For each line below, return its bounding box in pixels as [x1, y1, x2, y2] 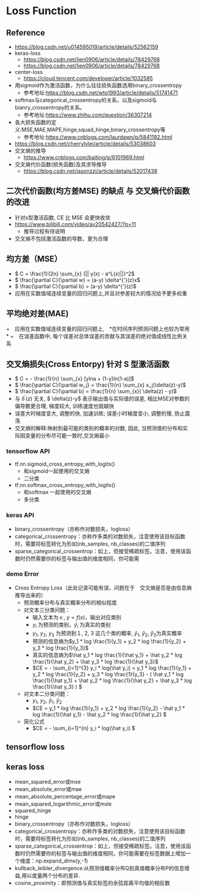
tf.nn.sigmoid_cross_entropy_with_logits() [14, 460, 115, 468]
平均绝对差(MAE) [6, 309, 69, 319]
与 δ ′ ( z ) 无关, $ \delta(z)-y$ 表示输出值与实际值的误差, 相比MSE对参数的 [14, 394, 190, 402]
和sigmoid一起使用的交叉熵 [23, 468, 90, 475]
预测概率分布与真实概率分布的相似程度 [23, 599, 117, 606]
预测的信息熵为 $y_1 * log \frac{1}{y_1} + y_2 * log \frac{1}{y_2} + [32, 638, 186, 645]
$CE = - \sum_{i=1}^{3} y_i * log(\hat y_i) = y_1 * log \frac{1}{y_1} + [32, 664, 192, 672]
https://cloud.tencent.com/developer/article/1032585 [23, 75, 153, 82]
